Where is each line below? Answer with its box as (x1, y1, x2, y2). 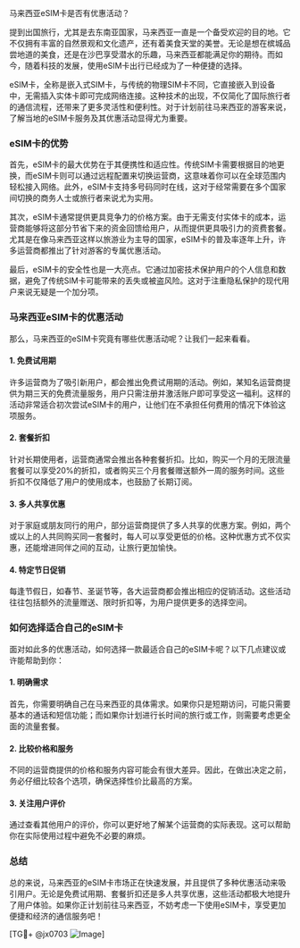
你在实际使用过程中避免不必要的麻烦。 (9, 830, 150, 842)
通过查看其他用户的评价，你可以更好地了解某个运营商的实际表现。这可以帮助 (9, 819, 291, 830)
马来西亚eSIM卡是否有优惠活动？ (9, 8, 130, 18)
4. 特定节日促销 (9, 564, 66, 575)
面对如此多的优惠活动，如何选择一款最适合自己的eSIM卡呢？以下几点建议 (9, 643, 279, 654)
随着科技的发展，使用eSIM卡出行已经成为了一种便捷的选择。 (24, 61, 247, 71)
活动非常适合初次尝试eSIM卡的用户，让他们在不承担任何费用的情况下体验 (9, 398, 279, 409)
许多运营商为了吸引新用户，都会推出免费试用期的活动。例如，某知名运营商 (9, 376, 283, 387)
